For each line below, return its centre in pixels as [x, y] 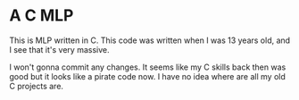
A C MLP [42, 16]
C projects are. [37, 86]
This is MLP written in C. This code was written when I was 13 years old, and [150, 40]
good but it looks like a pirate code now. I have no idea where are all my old [147, 76]
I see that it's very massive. [59, 49]
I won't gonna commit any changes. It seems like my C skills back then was [148, 67]
